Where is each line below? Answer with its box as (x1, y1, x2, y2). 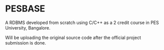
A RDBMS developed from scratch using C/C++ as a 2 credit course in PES (5, 19, 160, 25)
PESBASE (5, 3, 45, 14)
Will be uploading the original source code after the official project (5, 34, 141, 40)
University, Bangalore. (5, 24, 51, 30)
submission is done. (5, 39, 46, 45)
